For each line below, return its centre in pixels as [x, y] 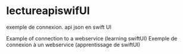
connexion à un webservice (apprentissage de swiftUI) [73, 45]
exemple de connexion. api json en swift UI [59, 27]
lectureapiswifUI [48, 11]
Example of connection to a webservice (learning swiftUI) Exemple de [92, 38]
